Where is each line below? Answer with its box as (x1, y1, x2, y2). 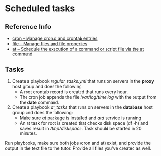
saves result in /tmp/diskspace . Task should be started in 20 (19, 125, 142, 131)
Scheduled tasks (5, 3, 75, 14)
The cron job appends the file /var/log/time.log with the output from (19, 94, 157, 100)
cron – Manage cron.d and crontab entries (12, 35, 98, 41)
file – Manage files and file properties (12, 41, 88, 47)
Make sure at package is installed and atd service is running (19, 115, 141, 121)
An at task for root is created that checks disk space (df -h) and (19, 120, 148, 126)
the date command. (19, 99, 60, 105)
